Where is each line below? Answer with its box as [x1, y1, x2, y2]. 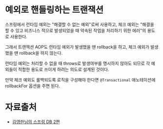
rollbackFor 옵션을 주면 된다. [5, 83, 60, 89]
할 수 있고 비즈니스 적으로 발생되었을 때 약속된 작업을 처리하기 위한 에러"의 [5, 27, 146, 33]
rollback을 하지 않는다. [19, 50, 63, 56]
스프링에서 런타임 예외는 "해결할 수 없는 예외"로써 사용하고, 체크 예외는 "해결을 [5, 21, 155, 27]
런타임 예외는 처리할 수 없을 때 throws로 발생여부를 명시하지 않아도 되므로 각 [5, 60, 150, 66]
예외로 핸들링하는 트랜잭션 [5, 4, 104, 16]
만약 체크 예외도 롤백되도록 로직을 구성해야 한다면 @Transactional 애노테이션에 [5, 76, 156, 83]
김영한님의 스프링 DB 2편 [12, 119, 60, 125]
